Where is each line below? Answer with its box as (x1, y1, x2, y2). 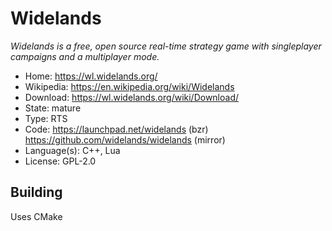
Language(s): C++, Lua (24, 144, 121, 156)
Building (10, 184, 63, 201)
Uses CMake (10, 210, 63, 222)
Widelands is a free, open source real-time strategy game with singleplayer (10, 40, 322, 52)
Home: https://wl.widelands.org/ (24, 70, 158, 82)
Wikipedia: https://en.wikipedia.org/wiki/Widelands (24, 80, 235, 92)
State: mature (24, 102, 82, 114)
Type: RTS (24, 112, 68, 124)
